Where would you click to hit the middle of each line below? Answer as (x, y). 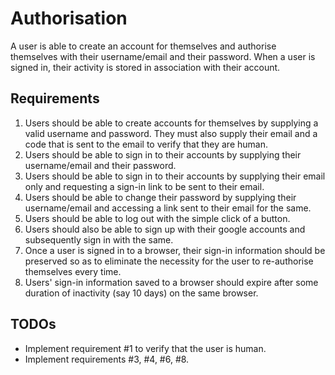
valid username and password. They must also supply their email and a (171, 133)
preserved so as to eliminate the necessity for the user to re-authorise (169, 261)
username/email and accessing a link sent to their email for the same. (168, 208)
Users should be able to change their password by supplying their (160, 197)
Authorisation (69, 18)
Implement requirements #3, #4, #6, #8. (107, 359)
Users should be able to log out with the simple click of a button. (157, 218)
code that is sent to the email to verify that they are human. (146, 144)
